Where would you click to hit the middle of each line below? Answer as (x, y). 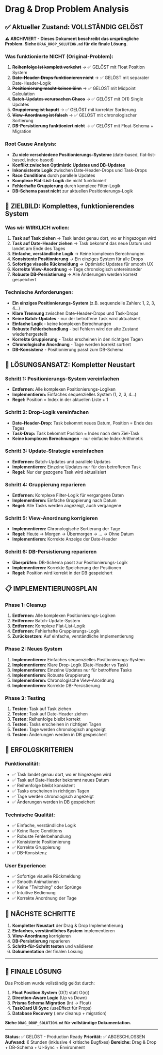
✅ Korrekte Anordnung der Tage (44, 898)
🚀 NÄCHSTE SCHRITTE (40, 914)
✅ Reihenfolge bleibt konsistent (43, 785)
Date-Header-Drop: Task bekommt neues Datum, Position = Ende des (82, 423)
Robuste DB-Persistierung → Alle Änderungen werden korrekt (75, 274)
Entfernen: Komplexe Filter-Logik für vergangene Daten (68, 495)
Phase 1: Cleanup (26, 605)
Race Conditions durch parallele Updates (54, 175)
